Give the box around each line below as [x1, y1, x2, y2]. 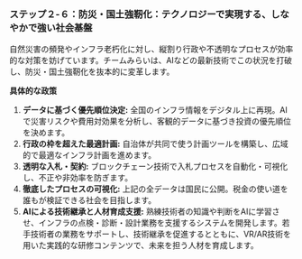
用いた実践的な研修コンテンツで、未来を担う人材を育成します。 [22, 240, 259, 251]
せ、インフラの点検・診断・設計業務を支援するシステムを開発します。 [22, 217, 282, 228]
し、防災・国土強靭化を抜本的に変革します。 [9, 66, 175, 78]
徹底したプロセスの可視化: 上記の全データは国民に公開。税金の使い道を [22, 183, 288, 195]
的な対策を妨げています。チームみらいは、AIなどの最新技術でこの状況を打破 [9, 55, 293, 66]
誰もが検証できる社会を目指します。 [22, 195, 157, 206]
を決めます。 [22, 127, 70, 138]
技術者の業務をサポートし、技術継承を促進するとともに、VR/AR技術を [30, 228, 291, 240]
